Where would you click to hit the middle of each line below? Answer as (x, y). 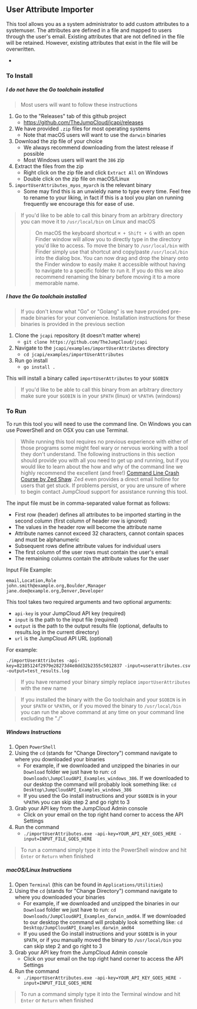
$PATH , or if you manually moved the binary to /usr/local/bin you (103, 939)
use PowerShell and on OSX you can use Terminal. (67, 430)
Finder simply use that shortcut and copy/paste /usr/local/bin (111, 252)
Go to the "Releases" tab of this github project (70, 116)
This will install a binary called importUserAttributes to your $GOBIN (87, 378)
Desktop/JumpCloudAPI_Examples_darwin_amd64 (79, 928)
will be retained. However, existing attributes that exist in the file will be (92, 42)
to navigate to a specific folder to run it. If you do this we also (109, 270)
